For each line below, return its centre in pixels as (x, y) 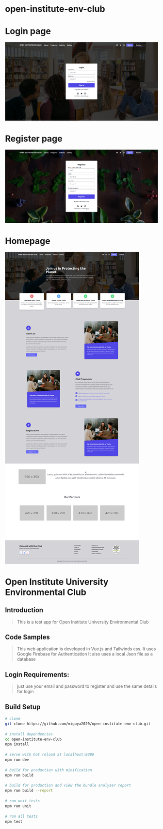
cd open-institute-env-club (33, 739)
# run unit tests (23, 801)
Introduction (24, 610)
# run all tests (21, 816)
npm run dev (17, 760)
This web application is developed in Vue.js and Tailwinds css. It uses (86, 649)
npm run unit (18, 806)
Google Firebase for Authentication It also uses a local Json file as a (85, 654)
